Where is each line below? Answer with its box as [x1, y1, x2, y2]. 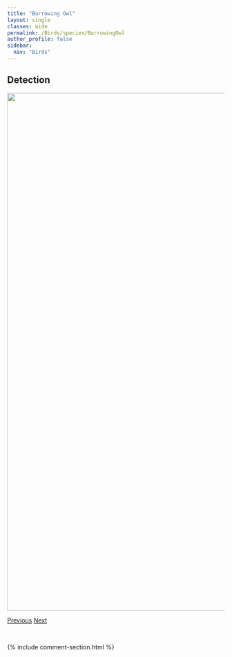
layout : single [7, 17, 51, 23]
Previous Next [7, 616, 48, 625]
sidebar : [7, 42, 32, 49]
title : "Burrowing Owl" [7, 10, 76, 17]
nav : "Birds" [13, 49, 51, 56]
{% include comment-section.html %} [7, 643, 115, 651]
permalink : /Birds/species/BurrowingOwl [7, 29, 126, 37]
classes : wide [7, 23, 48, 30]
